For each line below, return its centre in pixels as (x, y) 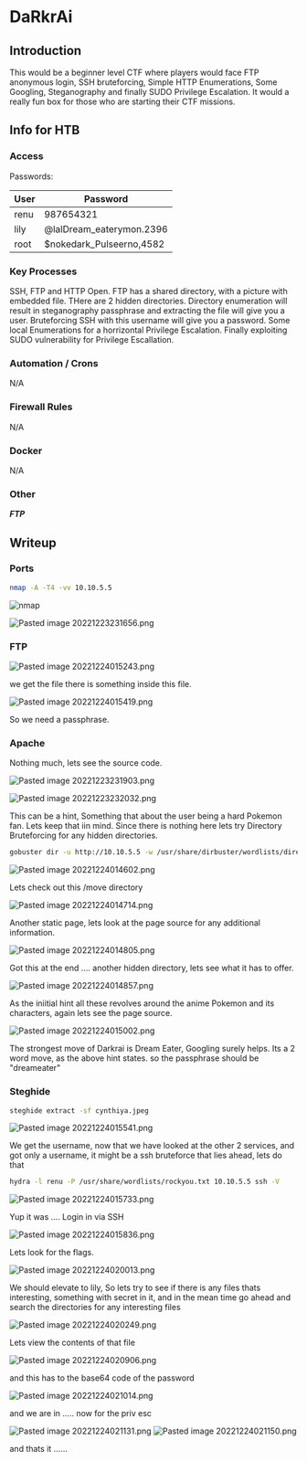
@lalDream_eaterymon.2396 (106, 228)
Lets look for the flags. (52, 1253)
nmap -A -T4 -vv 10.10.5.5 (61, 588)
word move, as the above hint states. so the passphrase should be (134, 1058)
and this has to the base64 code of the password (102, 1378)
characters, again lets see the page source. (91, 1013)
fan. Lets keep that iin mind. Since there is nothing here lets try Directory (146, 826)
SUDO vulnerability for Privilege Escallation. (92, 339)
